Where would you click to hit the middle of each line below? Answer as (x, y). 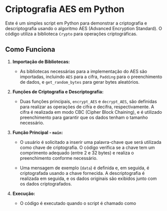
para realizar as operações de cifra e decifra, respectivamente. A (87, 107)
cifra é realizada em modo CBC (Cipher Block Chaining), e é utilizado (91, 112)
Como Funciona (30, 49)
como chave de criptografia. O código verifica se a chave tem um (87, 147)
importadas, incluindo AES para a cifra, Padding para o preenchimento (91, 77)
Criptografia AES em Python (65, 9)
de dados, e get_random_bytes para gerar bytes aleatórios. (80, 82)
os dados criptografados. (46, 183)
